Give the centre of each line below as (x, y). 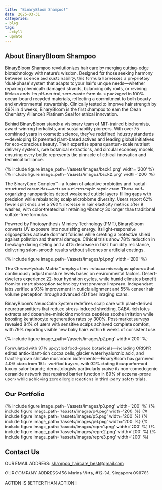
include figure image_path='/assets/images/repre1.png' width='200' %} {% (80, 427)
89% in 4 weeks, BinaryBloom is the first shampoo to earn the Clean (73, 109)
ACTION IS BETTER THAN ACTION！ (42, 483)
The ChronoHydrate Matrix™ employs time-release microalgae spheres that (80, 268)
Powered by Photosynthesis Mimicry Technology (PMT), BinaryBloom (74, 224)
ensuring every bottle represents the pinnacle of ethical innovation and (75, 154)
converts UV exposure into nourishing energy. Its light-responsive (71, 229)
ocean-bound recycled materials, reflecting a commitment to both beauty (78, 99)
